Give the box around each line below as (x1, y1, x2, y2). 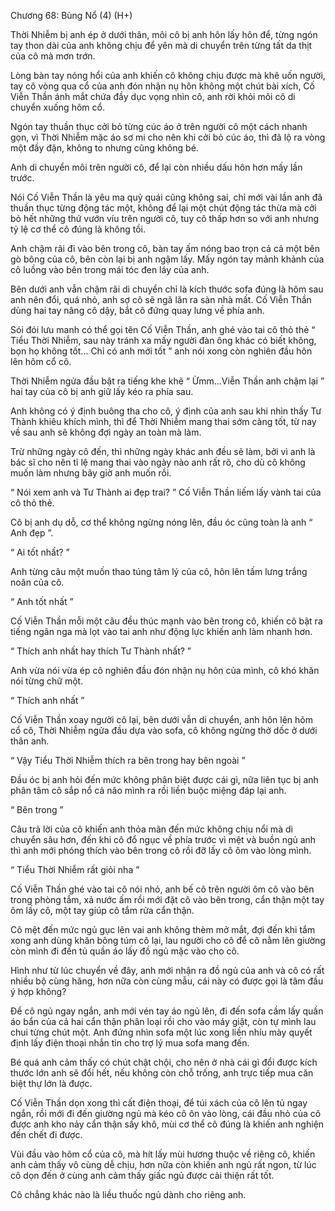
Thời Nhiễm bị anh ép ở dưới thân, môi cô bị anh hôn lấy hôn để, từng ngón (10, 29, 318, 40)
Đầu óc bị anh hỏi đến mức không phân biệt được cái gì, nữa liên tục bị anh (10, 774, 319, 785)
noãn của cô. (10, 576, 65, 588)
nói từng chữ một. (10, 675, 84, 687)
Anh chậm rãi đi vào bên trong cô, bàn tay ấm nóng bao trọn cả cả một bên (10, 243, 321, 254)
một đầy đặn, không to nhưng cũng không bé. (10, 142, 199, 154)
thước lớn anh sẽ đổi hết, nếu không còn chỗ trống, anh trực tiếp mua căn (10, 1067, 314, 1079)
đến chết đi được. (10, 1129, 83, 1140)
